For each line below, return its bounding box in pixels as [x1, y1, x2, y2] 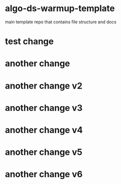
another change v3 [5, 102, 83, 113]
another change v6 [5, 169, 83, 180]
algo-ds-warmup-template [5, 3, 115, 14]
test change [5, 36, 54, 47]
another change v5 [5, 147, 83, 158]
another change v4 [5, 124, 83, 136]
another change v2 [5, 80, 83, 91]
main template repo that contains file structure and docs [5, 19, 117, 25]
